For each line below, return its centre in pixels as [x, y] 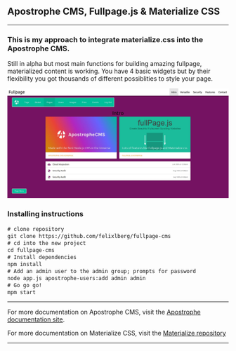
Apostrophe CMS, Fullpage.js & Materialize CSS [113, 12]
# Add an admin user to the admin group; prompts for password [102, 271]
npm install [25, 264]
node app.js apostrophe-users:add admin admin [77, 278]
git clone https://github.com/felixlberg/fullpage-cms [89, 236]
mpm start [22, 292]
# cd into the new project [47, 243]
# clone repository [36, 229]
